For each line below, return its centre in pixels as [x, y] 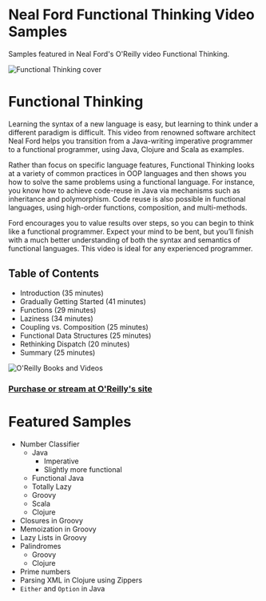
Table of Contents [54, 274]
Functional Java [58, 478]
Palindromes [40, 546]
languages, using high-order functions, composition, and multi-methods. [128, 207]
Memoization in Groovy [58, 529]
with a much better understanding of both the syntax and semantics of [125, 240]
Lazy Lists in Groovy [53, 537]
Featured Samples [70, 421]
